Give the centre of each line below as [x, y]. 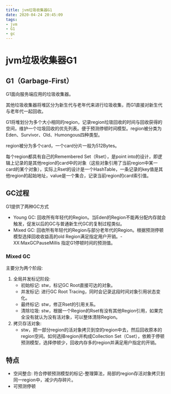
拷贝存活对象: [27, 324]
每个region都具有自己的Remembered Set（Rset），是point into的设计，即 [82, 156]
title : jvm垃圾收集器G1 [29, 10]
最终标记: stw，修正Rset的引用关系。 [60, 304]
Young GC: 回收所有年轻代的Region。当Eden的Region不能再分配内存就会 [89, 217]
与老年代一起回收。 [26, 111]
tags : [11, 19]
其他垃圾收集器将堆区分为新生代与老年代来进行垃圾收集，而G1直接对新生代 [84, 105]
